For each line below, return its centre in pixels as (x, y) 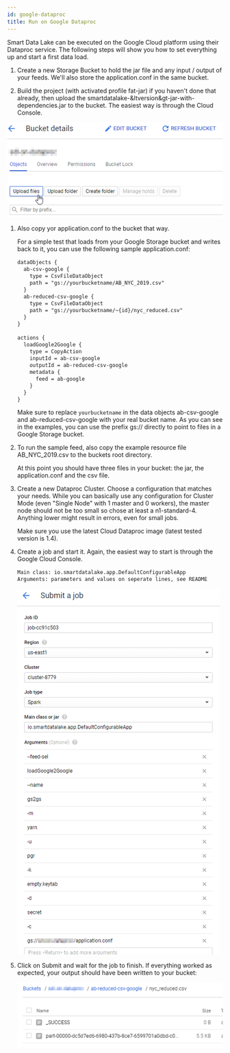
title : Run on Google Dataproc (52, 22)
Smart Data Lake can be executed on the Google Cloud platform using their (113, 42)
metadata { (45, 372)
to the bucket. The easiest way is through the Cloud (140, 105)
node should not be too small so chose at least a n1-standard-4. (107, 510)
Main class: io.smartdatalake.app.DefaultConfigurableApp (101, 572)
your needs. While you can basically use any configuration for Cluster (115, 496)
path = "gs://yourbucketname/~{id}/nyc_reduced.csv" (106, 310)
